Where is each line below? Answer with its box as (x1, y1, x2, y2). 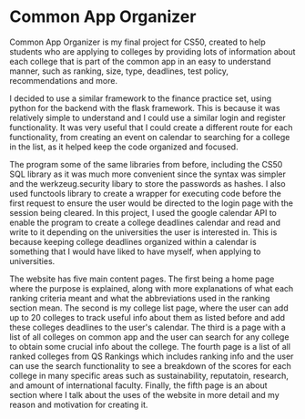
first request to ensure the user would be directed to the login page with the (9, 198, 294, 209)
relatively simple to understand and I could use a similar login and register (9, 112, 286, 123)
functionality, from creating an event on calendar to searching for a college (9, 131, 290, 142)
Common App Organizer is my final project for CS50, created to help (9, 36, 266, 47)
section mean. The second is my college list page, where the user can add (9, 302, 289, 313)
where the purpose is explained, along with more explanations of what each (9, 282, 294, 293)
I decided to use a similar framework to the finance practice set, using (9, 93, 272, 104)
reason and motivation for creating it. (9, 399, 148, 410)
